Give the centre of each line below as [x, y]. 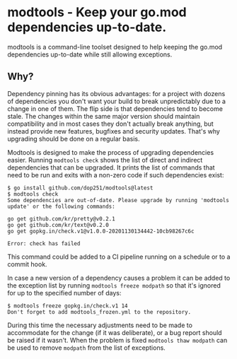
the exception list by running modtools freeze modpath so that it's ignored [114, 285]
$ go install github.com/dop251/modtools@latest [80, 188]
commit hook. [27, 264]
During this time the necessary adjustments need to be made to [100, 325]
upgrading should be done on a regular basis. [74, 139]
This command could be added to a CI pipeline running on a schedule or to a [119, 257]
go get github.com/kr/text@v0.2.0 [58, 225]
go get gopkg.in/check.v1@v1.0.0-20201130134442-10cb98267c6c [101, 231]
